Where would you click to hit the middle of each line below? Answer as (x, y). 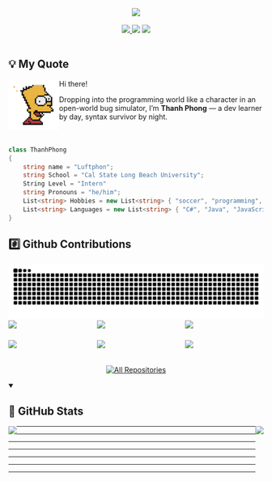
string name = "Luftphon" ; (68, 167)
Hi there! (73, 83)
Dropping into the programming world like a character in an (158, 99)
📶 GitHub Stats (46, 411)
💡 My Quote (39, 64)
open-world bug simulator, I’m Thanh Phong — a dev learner (161, 108)
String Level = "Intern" (65, 184)
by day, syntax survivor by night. (114, 117)
